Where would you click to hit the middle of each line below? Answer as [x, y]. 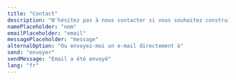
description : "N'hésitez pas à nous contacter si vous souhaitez [105, 20]
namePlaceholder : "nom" [42, 26]
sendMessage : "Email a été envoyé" [59, 59]
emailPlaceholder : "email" [47, 33]
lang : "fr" [23, 65]
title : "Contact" [33, 14]
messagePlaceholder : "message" [53, 40]
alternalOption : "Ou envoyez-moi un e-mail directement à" [96, 46]
